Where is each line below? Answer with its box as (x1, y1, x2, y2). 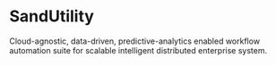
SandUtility (9, 6, 94, 27)
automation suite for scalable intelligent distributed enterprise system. (9, 45, 267, 55)
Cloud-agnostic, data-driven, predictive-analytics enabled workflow (9, 36, 261, 46)
